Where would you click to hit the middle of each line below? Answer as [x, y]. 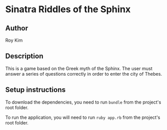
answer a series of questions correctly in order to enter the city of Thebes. [84, 74]
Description [24, 56]
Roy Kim [14, 40]
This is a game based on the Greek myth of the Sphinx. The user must [79, 68]
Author [17, 28]
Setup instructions [35, 90]
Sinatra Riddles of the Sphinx [68, 9]
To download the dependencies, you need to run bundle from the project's [83, 102]
